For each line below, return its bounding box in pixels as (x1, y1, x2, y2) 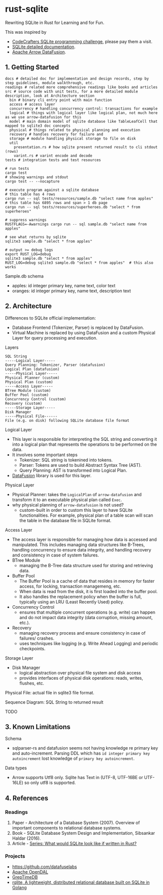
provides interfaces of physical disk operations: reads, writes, (19, 675, 144, 681)
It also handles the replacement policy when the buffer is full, (19, 594, 142, 599)
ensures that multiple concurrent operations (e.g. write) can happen (19, 609, 156, 615)
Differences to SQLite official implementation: (5, 315, 96, 321)
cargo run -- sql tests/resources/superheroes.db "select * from (5, 205, 140, 209)
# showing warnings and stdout (5, 175, 69, 180)
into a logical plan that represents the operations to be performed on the (12, 441, 157, 447)
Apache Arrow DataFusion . (12, 49, 67, 55)
